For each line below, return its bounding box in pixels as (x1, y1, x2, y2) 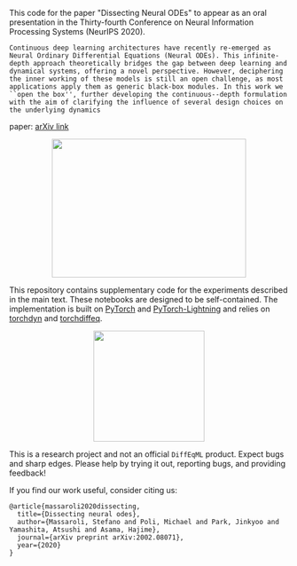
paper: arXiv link (9, 122, 69, 131)
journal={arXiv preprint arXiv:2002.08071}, (17, 533, 184, 542)
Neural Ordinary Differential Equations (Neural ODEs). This (9, 51, 240, 60)
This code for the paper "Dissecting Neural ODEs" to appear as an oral (9, 8, 268, 18)
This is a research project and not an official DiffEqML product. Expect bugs (9, 449, 285, 460)
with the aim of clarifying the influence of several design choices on (9, 98, 284, 106)
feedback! (9, 468, 46, 478)
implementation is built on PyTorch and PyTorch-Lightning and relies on (9, 303, 270, 314)
